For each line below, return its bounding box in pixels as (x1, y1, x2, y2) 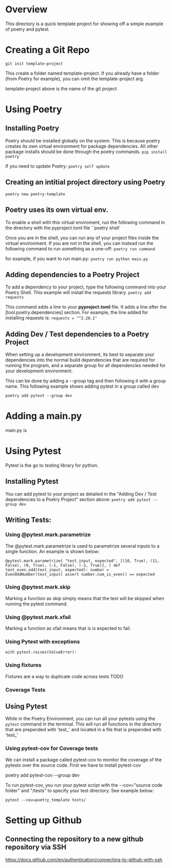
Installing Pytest (5, 477, 59, 486)
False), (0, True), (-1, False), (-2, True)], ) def (5, 563, 121, 568)
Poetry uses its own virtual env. (5, 206, 109, 214)
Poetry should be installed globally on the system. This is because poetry (5, 137, 161, 143)
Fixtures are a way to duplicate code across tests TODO (5, 673, 124, 679)
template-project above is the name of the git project (5, 85, 117, 92)
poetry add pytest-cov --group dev (5, 772, 80, 778)
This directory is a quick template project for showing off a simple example (5, 21, 163, 27)
